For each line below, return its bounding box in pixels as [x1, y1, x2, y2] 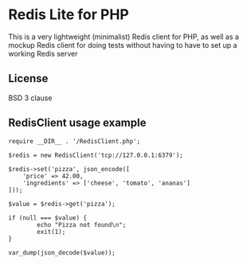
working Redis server [8, 49, 78, 58]
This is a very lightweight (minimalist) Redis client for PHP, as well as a [8, 32, 239, 41]
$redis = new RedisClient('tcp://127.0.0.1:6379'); [8, 151, 183, 159]
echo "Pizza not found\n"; [37, 220, 127, 228]
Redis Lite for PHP [8, 6, 129, 24]
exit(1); [37, 228, 66, 236]
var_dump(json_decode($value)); [8, 248, 116, 256]
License [8, 72, 49, 85]
